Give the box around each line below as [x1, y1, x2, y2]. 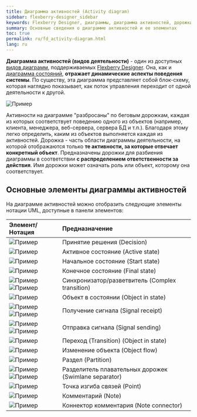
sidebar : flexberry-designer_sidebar [6, 14, 98, 20]
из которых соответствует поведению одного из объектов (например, [6, 118, 183, 125]
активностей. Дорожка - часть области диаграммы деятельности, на [6, 136, 181, 144]
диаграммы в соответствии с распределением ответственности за [6, 155, 179, 162]
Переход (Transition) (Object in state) [62, 336, 167, 345]
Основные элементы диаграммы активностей [6, 185, 186, 195]
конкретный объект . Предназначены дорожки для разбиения [6, 149, 163, 156]
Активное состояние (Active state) [62, 248, 160, 256]
